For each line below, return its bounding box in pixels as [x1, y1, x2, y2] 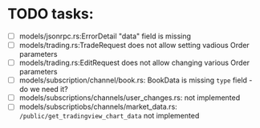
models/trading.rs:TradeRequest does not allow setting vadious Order [18, 41, 250, 50]
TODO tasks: [7, 5, 94, 23]
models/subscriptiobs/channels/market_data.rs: [18, 102, 177, 112]
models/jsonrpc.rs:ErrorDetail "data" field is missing [18, 31, 192, 41]
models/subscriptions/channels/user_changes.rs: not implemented [18, 93, 241, 102]
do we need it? [18, 85, 69, 94]
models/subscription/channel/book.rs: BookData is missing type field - [18, 75, 253, 85]
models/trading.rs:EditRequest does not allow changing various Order [18, 58, 250, 68]
